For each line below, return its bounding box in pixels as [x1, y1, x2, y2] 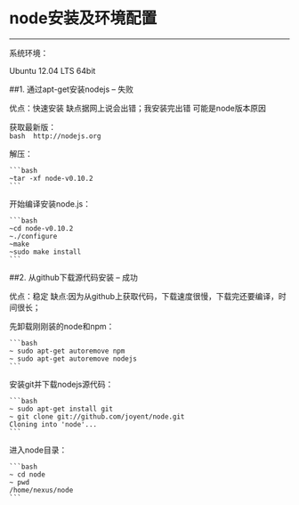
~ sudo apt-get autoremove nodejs [9, 354, 138, 363]
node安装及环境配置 [9, 8, 158, 29]
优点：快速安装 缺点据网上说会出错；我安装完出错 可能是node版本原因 [9, 102, 267, 113]
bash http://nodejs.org [9, 131, 101, 141]
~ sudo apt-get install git [9, 404, 114, 413]
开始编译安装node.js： [9, 198, 92, 209]
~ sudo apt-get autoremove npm [9, 346, 125, 355]
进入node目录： [9, 444, 68, 455]
